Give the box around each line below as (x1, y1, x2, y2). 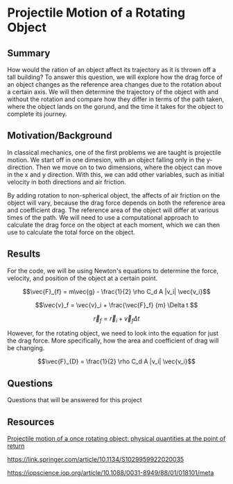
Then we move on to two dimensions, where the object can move (35, 163, 223, 171)
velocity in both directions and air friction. (7, 178, 126, 186)
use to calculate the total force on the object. (7, 227, 135, 236)
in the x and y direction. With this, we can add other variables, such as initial (7, 170, 225, 178)
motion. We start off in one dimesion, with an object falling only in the (7, 155, 205, 164)
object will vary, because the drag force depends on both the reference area (7, 198, 225, 207)
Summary (7, 47, 51, 59)
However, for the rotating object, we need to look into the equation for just (7, 329, 218, 338)
